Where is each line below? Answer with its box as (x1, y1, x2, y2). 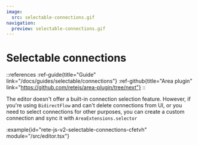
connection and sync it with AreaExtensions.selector (6, 114, 138, 122)
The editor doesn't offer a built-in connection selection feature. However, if (6, 95, 191, 102)
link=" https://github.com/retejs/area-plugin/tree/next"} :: (6, 84, 146, 91)
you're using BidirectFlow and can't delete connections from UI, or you (6, 102, 182, 109)
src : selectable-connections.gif (11, 14, 95, 20)
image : (6, 8, 23, 15)
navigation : (6, 20, 36, 26)
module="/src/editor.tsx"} (6, 132, 70, 140)
